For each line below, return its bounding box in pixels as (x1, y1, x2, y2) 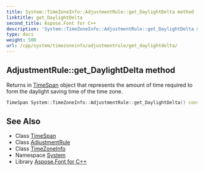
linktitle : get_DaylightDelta (6, 15, 83, 21)
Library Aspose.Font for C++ (15, 158, 87, 166)
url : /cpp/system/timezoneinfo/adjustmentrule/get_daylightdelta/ (6, 43, 178, 49)
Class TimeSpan (15, 132, 56, 139)
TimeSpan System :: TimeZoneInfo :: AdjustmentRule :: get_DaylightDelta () (6, 99, 186, 106)
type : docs (6, 32, 34, 38)
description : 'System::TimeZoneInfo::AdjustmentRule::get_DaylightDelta (6, 25, 194, 32)
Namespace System (15, 152, 66, 159)
